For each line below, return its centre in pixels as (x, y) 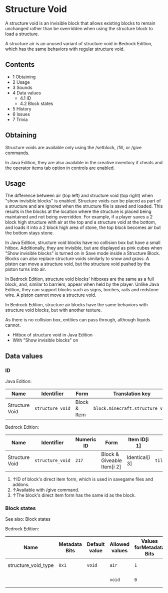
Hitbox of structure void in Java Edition (52, 335)
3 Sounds (22, 87)
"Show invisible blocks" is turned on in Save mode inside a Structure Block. (83, 253)
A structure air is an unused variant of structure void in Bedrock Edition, (79, 43)
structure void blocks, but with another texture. (53, 310)
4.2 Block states (36, 103)
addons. (21, 485)
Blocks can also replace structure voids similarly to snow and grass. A (77, 259)
